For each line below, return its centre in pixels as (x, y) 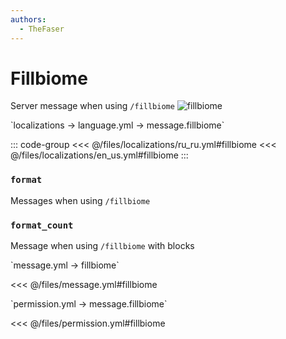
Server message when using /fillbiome (92, 106)
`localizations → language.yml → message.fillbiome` (117, 125)
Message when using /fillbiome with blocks (102, 246)
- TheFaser (42, 29)
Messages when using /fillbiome (80, 200)
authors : (28, 19)
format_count (42, 225)
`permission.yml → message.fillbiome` (89, 304)
